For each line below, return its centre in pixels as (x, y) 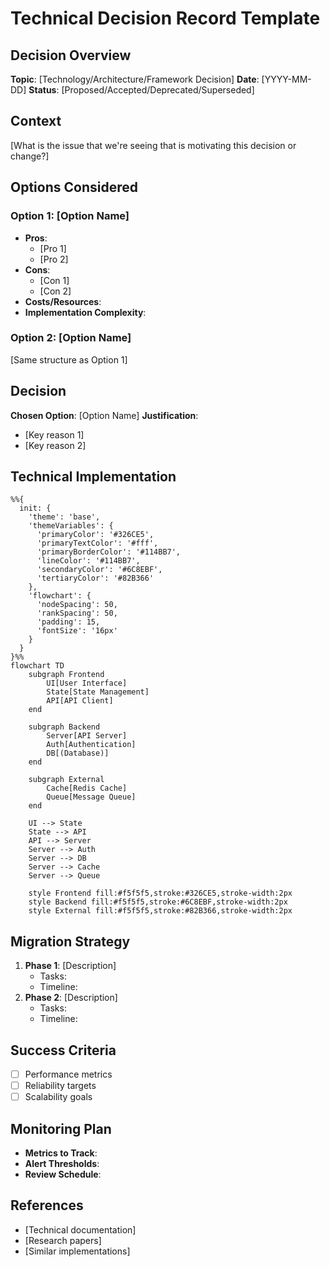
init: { (35, 508)
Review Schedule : (63, 1174)
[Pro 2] (54, 259)
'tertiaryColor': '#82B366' (95, 578)
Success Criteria (63, 1050)
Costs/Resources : (63, 301)
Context (36, 121)
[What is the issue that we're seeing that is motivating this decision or (153, 145)
